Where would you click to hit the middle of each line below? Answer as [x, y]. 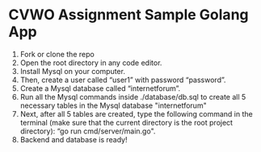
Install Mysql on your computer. [72, 71]
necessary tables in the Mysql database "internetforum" [114, 105]
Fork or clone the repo [57, 54]
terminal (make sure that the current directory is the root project [126, 122]
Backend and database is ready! [74, 139]
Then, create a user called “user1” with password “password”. [123, 80]
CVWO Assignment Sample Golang [128, 15]
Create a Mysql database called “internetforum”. [100, 88]
